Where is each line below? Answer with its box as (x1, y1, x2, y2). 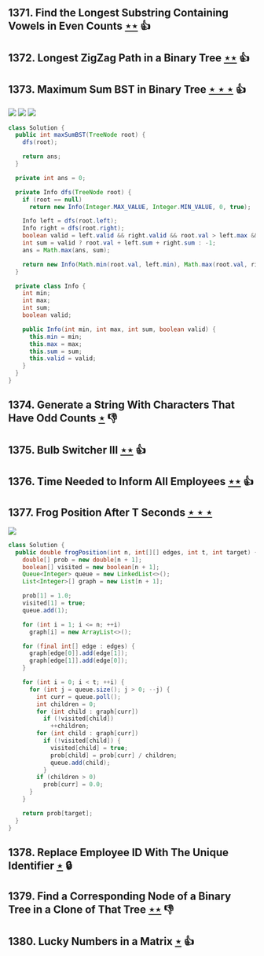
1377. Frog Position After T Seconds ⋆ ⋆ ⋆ (8, 506, 213, 519)
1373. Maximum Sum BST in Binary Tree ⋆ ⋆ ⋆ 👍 (8, 83, 247, 97)
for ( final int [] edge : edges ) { (22, 642, 135, 650)
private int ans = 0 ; (15, 174, 86, 182)
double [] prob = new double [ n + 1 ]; (22, 556, 143, 564)
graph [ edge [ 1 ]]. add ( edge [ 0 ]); (28, 656, 128, 665)
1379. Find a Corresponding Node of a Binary (8, 890, 232, 903)
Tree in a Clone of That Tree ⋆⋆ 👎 (8, 903, 174, 917)
